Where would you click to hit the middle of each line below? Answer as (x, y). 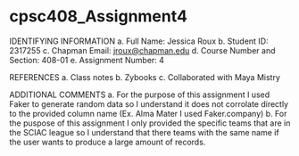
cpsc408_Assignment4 (98, 16)
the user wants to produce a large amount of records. (108, 142)
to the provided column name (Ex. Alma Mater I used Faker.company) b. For (148, 113)
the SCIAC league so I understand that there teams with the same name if (144, 132)
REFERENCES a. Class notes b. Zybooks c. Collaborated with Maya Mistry (145, 77)
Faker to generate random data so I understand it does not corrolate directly (149, 103)
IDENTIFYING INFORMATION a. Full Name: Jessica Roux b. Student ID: (139, 41)
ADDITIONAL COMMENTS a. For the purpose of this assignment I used (140, 94)
